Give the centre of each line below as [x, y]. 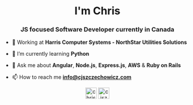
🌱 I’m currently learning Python [50, 54]
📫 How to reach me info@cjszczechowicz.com [71, 77]
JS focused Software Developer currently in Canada [97, 30]
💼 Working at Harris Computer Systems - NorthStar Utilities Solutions [99, 42]
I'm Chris [97, 11]
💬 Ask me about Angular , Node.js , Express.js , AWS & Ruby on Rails [96, 65]
